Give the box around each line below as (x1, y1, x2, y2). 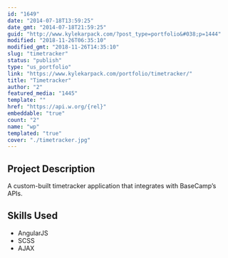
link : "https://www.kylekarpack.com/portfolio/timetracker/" (7, 70, 193, 77)
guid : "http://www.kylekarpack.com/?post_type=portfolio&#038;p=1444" (7, 30, 222, 38)
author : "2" (7, 83, 43, 91)
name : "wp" (7, 123, 40, 130)
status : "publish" (7, 57, 62, 64)
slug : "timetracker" (7, 51, 69, 58)
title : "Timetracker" (7, 76, 72, 84)
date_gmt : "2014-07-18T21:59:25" (7, 24, 107, 31)
